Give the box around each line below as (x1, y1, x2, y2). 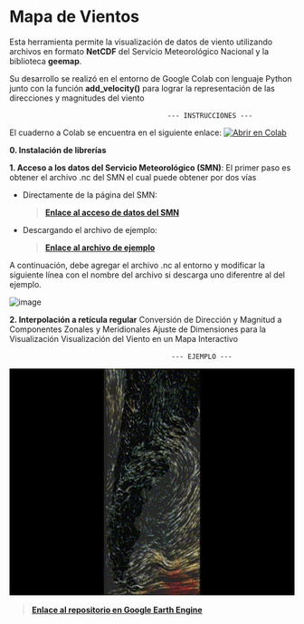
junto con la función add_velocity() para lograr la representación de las (9, 83, 276, 93)
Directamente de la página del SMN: (22, 189, 157, 200)
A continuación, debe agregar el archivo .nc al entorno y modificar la (9, 259, 265, 270)
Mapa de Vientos (9, 6, 140, 27)
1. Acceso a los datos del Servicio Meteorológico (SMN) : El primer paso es (9, 161, 291, 173)
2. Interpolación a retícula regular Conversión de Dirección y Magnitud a (9, 314, 282, 325)
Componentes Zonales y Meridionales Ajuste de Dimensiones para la (9, 324, 267, 335)
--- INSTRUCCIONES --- (166, 111, 253, 120)
